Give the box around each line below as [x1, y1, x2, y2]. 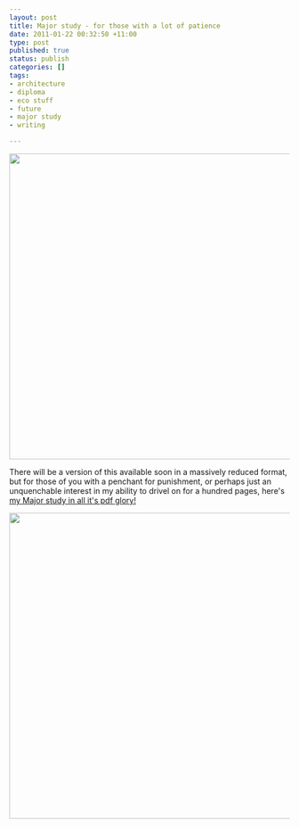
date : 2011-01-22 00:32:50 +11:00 [9, 29, 138, 38]
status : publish [9, 54, 69, 63]
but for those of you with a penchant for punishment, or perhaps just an [9, 476, 271, 487]
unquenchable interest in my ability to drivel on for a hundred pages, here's [9, 486, 285, 496]
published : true [9, 46, 69, 55]
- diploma [9, 87, 46, 96]
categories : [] [9, 63, 66, 72]
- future [9, 104, 42, 113]
